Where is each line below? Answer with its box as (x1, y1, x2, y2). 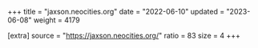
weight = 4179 (33, 15, 81, 25)
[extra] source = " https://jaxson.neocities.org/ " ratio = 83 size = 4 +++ (7, 31, 241, 40)
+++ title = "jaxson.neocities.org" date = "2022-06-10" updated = (7, 7, 225, 16)
